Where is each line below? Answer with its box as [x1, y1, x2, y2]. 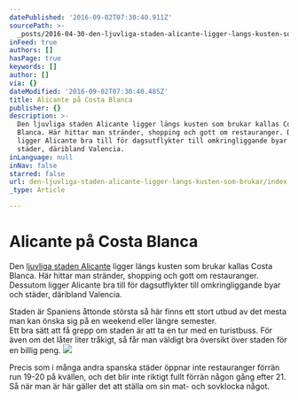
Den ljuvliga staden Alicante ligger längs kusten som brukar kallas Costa [9, 260, 273, 271]
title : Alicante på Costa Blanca [9, 95, 133, 104]
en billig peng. [9, 344, 61, 355]
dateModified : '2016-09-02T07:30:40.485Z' [9, 87, 169, 96]
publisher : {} [9, 104, 62, 112]
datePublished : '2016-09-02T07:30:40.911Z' [9, 12, 173, 22]
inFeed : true [9, 37, 58, 47]
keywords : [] [9, 63, 58, 72]
